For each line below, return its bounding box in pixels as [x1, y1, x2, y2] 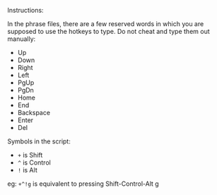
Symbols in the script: [7, 137, 71, 146]
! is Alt [17, 166, 37, 174]
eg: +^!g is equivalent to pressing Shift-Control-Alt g [7, 179, 159, 188]
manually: [7, 35, 36, 43]
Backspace [17, 109, 51, 117]
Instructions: [7, 6, 44, 14]
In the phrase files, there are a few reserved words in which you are [7, 20, 204, 28]
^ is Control [17, 158, 51, 167]
